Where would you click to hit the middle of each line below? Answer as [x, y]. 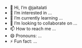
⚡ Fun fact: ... [23, 41]
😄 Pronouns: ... [26, 36]
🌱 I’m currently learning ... [36, 18]
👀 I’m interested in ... [31, 13]
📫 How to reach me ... [33, 29]
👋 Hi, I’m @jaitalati [28, 8]
